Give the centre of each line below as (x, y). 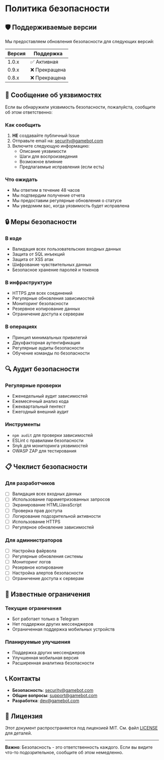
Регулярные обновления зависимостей (53, 298)
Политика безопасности (57, 9)
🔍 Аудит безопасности (42, 369)
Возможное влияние (41, 162)
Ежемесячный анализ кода (41, 401)
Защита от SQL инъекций (38, 254)
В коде (13, 238)
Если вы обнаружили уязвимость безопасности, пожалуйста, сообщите (81, 107)
